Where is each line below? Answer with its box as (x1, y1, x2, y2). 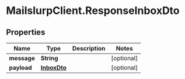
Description (72, 45, 106, 52)
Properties (6, 27, 46, 37)
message (9, 54, 35, 62)
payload (9, 64, 32, 71)
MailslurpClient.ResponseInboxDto (6, 4, 180, 17)
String (40, 54, 58, 62)
